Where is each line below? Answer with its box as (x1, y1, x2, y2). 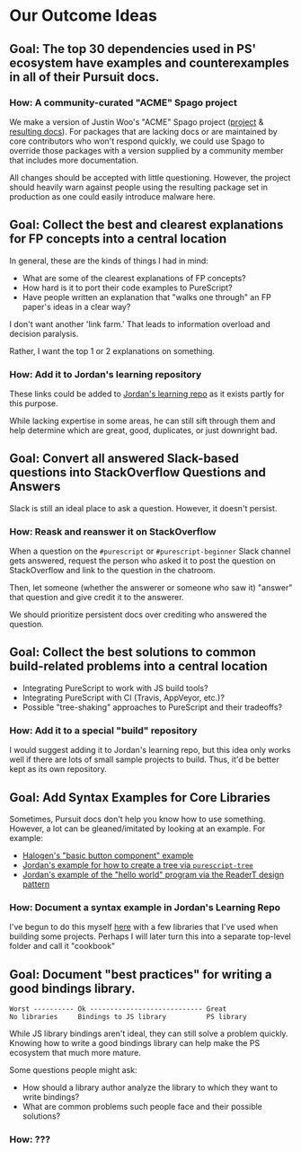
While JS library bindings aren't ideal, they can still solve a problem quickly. (9, 1028, 289, 1039)
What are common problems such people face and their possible (22, 1102, 263, 1112)
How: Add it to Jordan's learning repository (9, 368, 202, 380)
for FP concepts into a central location (9, 231, 227, 247)
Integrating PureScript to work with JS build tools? (22, 682, 208, 693)
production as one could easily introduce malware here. (9, 191, 216, 202)
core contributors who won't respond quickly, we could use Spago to (9, 136, 265, 146)
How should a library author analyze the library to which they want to (22, 1082, 279, 1093)
